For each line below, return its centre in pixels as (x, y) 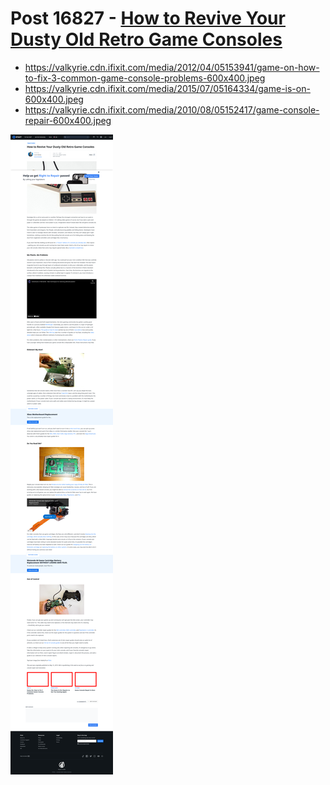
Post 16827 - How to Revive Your (148, 18)
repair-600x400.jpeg (68, 120)
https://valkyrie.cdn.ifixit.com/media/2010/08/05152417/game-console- (172, 109)
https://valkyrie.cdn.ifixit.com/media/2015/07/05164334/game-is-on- (167, 88)
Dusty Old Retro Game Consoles (146, 39)
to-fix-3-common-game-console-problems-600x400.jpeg (145, 78)
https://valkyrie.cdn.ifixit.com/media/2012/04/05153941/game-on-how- (172, 67)
